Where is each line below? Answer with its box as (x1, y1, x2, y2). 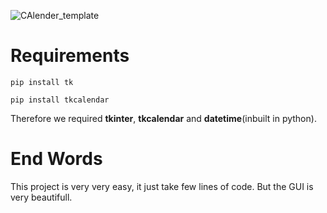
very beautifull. (10, 191, 73, 203)
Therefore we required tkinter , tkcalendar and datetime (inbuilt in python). (10, 112, 317, 124)
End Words (10, 148, 103, 170)
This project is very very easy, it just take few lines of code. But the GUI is (10, 180, 314, 192)
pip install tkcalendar (10, 95, 110, 105)
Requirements (10, 45, 130, 67)
